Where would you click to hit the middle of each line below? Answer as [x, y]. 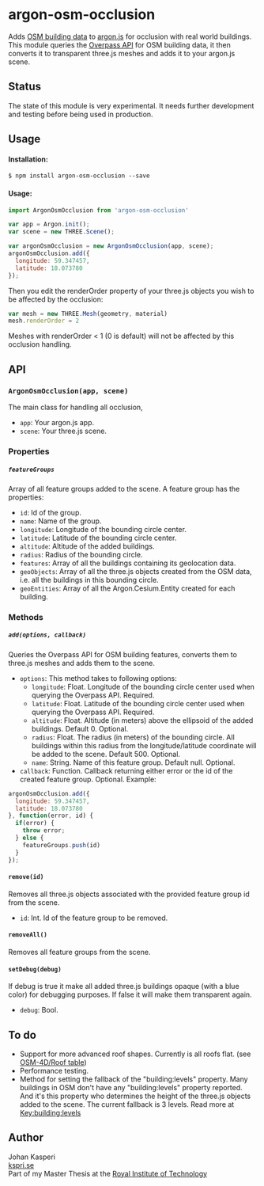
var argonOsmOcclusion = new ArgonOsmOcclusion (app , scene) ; [111, 246]
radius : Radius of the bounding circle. [81, 554]
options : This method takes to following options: [98, 678]
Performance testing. [54, 1070]
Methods [26, 617]
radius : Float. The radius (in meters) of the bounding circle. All [133, 737]
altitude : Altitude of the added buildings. [87, 546]
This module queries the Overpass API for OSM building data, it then [119, 44]
